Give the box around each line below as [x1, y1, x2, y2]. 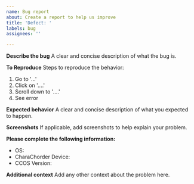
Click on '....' [14, 82, 45, 89]
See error [14, 95, 39, 102]
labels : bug [6, 25, 36, 32]
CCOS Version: [14, 160, 52, 167]
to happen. [6, 113, 33, 120]
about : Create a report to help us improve [6, 14, 116, 20]
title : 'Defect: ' [6, 20, 52, 26]
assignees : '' [6, 31, 42, 37]
